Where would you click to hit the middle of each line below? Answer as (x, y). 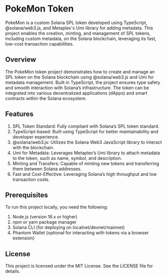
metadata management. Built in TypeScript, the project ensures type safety (83, 82)
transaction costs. (31, 179)
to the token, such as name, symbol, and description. (67, 158)
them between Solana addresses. (47, 169)
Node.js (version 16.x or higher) (45, 217)
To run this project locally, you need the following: (57, 207)
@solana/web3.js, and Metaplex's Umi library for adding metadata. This (79, 28)
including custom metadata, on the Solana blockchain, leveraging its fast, (81, 39)
